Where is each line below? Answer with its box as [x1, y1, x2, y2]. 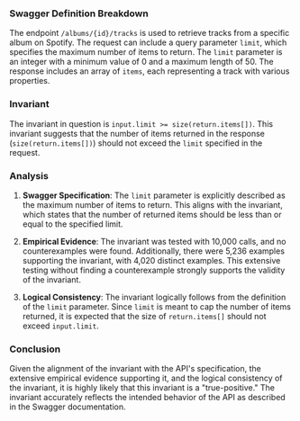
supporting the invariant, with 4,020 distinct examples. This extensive [22, 255, 281, 265]
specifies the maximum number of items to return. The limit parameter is [9, 47, 283, 58]
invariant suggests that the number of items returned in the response [9, 128, 266, 139]
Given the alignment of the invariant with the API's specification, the [9, 363, 261, 374]
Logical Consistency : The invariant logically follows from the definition [22, 291, 286, 302]
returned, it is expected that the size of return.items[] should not [22, 310, 268, 321]
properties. [9, 76, 50, 86]
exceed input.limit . [22, 320, 99, 331]
